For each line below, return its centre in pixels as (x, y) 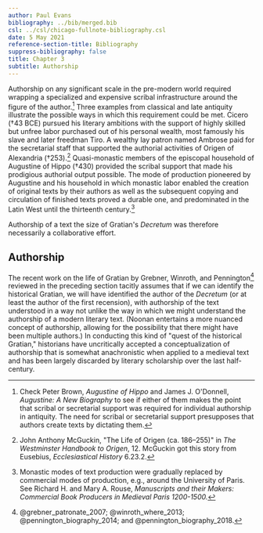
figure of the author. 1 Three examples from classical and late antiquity (121, 106)
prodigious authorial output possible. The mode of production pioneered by (130, 175)
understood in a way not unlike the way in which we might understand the (127, 311)
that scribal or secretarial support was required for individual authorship (135, 408)
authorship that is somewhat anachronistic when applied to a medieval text (129, 353)
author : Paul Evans (40, 15)
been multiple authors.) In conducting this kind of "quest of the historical (125, 336)
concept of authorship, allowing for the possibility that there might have (123, 328)
